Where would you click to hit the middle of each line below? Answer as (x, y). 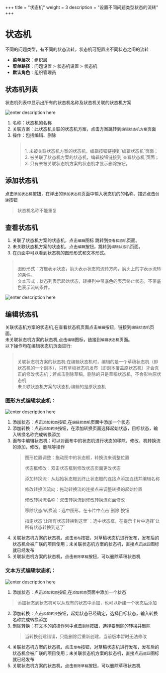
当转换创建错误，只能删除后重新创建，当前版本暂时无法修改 (86, 636)
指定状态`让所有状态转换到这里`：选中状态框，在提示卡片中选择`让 (92, 521)
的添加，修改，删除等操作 (39, 447)
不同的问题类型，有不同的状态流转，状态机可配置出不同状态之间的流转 (77, 49)
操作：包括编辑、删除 (34, 135)
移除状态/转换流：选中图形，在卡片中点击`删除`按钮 (77, 510)
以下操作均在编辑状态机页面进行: (39, 346)
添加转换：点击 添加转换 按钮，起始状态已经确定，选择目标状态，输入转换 (85, 613)
